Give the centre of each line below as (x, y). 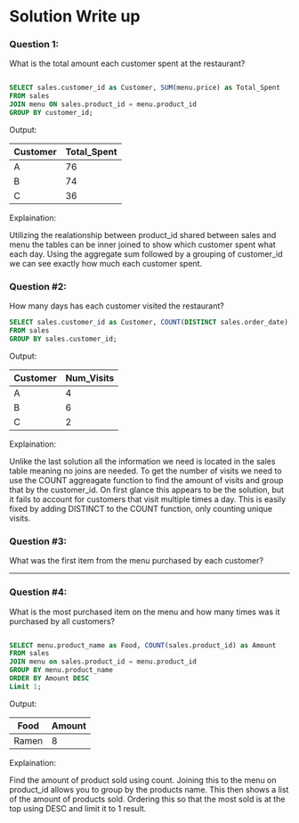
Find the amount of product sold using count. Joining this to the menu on (143, 780)
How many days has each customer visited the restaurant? (117, 306)
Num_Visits (90, 378)
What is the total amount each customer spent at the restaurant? (127, 63)
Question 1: (34, 45)
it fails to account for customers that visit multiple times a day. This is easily (148, 499)
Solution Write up (75, 16)
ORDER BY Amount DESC (49, 679)
